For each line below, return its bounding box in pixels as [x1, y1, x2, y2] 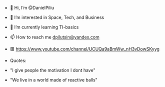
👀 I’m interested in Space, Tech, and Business [9, 14, 104, 20]
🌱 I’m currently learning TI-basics [9, 24, 79, 30]
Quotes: [9, 57, 26, 63]
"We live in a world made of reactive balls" [9, 77, 97, 82]
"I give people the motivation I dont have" [9, 67, 96, 73]
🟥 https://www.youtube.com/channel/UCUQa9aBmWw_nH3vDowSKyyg [9, 46, 160, 52]
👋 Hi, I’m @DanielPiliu [9, 5, 54, 10]
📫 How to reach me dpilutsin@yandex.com [9, 34, 100, 40]
